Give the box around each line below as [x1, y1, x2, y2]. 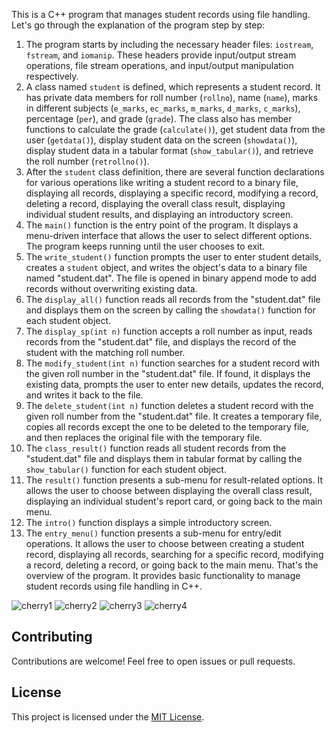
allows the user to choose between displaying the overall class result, [25, 485, 313, 496]
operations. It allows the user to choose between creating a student [25, 538, 305, 549]
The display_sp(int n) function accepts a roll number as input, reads [25, 325, 313, 337]
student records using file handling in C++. [25, 580, 203, 592]
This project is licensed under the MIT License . [11, 710, 205, 723]
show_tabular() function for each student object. [25, 464, 227, 475]
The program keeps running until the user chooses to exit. [25, 240, 266, 252]
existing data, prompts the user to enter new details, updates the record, [25, 379, 324, 390]
